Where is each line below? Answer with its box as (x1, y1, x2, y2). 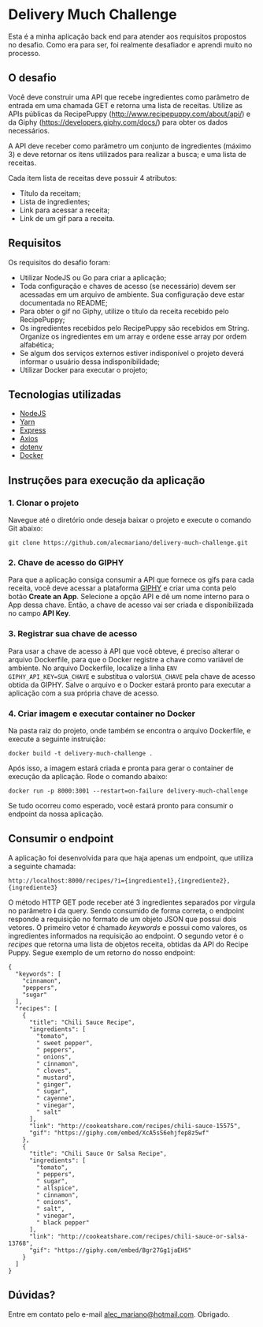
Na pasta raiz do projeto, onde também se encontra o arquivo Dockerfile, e (8, 725, 251, 735)
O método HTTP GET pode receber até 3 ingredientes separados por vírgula (8, 898, 256, 907)
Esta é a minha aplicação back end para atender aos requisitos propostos (8, 32, 246, 41)
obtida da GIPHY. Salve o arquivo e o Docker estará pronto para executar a (8, 680, 251, 689)
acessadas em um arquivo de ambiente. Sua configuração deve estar (19, 290, 246, 299)
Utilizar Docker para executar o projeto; (19, 365, 148, 374)
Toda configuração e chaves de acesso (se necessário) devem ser (19, 281, 236, 291)
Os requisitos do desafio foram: (8, 257, 110, 267)
